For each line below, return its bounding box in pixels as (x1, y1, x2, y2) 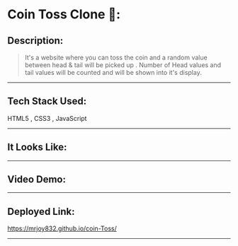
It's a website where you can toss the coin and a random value (24, 53, 208, 61)
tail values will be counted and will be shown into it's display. (24, 69, 202, 76)
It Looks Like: (7, 141, 67, 153)
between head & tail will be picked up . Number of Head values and (24, 61, 222, 69)
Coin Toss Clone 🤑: (7, 6, 121, 23)
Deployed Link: (7, 205, 75, 218)
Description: (7, 35, 64, 47)
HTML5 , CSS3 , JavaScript (7, 114, 87, 122)
